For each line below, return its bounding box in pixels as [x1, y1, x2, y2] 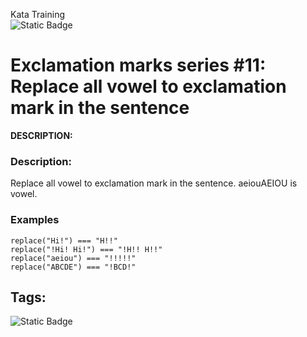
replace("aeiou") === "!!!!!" [10, 253, 137, 263]
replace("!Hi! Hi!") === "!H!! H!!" [10, 244, 163, 254]
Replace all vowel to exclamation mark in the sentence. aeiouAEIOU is [10, 177, 298, 189]
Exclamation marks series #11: [10, 54, 267, 77]
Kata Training [10, 9, 66, 20]
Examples [10, 213, 60, 227]
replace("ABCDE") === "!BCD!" [10, 262, 137, 272]
